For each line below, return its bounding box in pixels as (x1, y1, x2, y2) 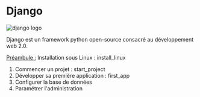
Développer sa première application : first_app (14, 72, 130, 79)
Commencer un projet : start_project (14, 65, 105, 73)
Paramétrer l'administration (14, 84, 83, 92)
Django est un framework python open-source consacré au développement (6, 36, 194, 43)
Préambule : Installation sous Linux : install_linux (6, 54, 126, 61)
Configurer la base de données (14, 78, 92, 86)
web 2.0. (6, 42, 28, 49)
